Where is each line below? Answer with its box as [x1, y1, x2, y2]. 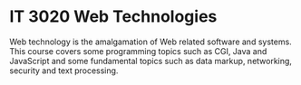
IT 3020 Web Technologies [9, 6, 218, 27]
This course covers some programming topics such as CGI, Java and [9, 45, 267, 56]
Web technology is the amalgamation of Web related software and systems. [9, 36, 292, 47]
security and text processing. [9, 65, 119, 76]
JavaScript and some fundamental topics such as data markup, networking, [9, 55, 293, 66]
